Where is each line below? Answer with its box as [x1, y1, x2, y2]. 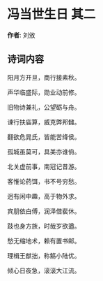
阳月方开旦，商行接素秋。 [7, 73, 81, 81]
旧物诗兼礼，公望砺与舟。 [7, 103, 81, 111]
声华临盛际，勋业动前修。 [7, 88, 81, 96]
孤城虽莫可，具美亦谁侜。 [7, 147, 81, 156]
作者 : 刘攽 [7, 31, 35, 39]
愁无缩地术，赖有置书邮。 [7, 236, 81, 245]
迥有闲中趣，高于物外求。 [7, 192, 81, 200]
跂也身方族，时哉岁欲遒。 [7, 222, 81, 230]
